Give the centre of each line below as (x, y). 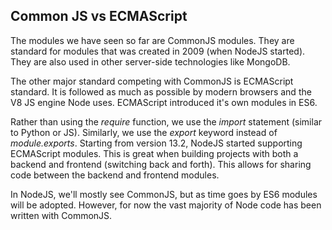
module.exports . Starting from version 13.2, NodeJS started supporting (156, 143)
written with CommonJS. (61, 215)
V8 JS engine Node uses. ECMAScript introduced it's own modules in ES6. (164, 102)
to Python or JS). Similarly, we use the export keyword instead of (144, 132)
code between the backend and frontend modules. (115, 175)
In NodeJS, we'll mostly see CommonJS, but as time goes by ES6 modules (164, 194)
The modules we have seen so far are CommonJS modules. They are (152, 40)
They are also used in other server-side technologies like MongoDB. (150, 61)
